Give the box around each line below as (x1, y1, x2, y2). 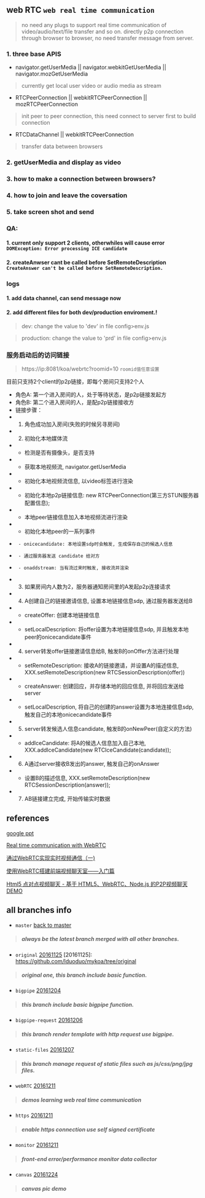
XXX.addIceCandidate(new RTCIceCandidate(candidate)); (24, 746, 171, 754)
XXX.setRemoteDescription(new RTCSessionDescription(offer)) (24, 668, 185, 676)
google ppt (6, 829, 34, 837)
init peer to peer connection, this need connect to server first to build (21, 112, 196, 120)
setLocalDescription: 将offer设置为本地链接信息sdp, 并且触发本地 (24, 625, 189, 632)
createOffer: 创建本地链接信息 (24, 611, 100, 618)
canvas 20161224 (15, 1171, 58, 1178)
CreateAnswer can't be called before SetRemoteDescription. (6, 265, 164, 271)
